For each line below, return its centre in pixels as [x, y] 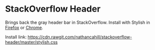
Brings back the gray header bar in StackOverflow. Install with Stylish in [77, 22]
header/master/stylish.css [31, 42]
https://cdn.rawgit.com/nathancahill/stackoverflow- [80, 37]
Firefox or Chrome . [24, 27]
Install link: [16, 37]
